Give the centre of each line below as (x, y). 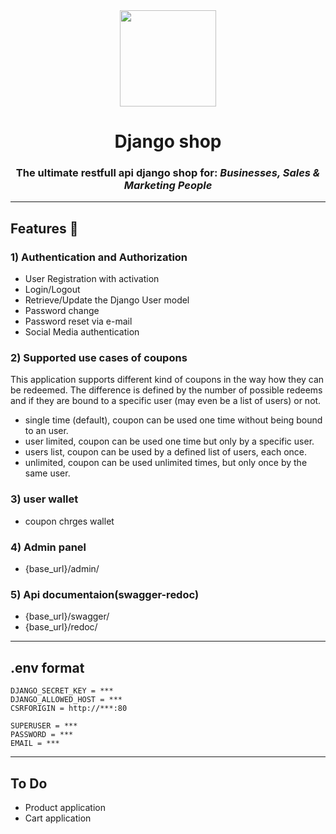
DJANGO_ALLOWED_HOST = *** (66, 700)
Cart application (58, 818)
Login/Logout (52, 290)
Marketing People (168, 186)
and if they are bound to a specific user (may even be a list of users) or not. (166, 401)
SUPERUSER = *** (44, 726)
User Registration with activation (92, 279)
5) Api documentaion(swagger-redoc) (105, 594)
